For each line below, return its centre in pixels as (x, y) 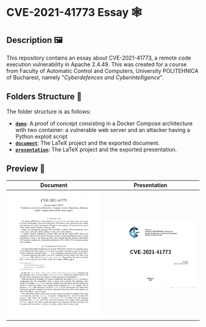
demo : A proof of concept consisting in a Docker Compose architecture (104, 123)
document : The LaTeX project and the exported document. (87, 143)
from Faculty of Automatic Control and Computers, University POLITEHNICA (102, 71)
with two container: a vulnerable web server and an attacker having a (103, 129)
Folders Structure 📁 (44, 97)
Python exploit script (41, 136)
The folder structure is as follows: (49, 111)
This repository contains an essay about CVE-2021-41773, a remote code (99, 58)
